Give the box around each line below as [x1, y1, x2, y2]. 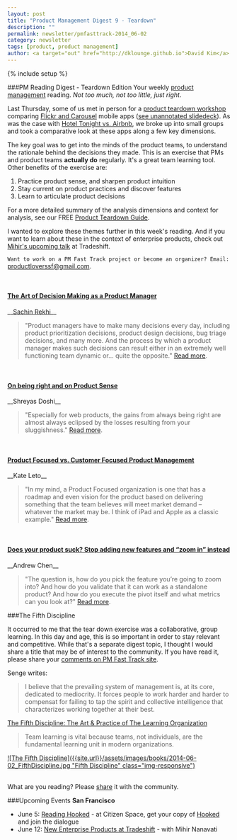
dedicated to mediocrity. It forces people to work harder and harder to [24, 690, 229, 698]
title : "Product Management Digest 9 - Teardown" [7, 17, 157, 24]
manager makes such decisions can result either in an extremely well [24, 344, 226, 353]
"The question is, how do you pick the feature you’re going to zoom [24, 574, 221, 583]
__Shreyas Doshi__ [7, 397, 62, 406]
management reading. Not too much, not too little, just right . [7, 90, 182, 99]
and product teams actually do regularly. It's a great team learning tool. [7, 155, 216, 164]
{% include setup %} [7, 69, 69, 78]
